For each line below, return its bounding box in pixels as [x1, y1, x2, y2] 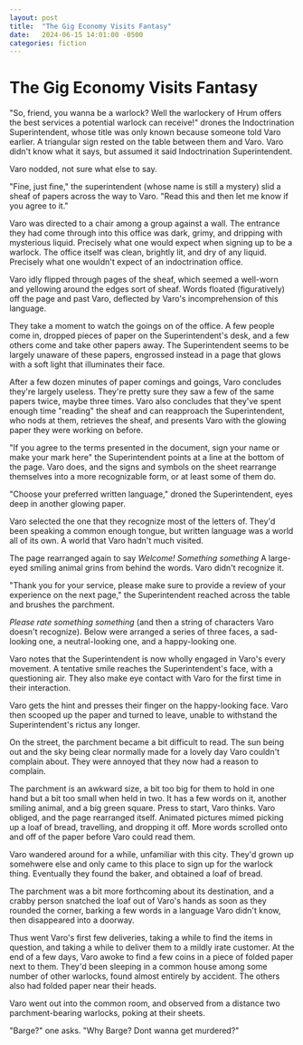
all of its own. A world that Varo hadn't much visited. [9, 536, 204, 547]
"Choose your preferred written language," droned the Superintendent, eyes [9, 489, 294, 499]
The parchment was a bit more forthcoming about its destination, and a [9, 885, 274, 897]
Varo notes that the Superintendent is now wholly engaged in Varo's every [9, 653, 287, 664]
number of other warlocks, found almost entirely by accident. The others [9, 971, 280, 982]
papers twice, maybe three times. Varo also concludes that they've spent [9, 396, 282, 407]
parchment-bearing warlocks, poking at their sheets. [9, 1008, 205, 1019]
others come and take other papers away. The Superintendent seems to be [9, 340, 289, 351]
